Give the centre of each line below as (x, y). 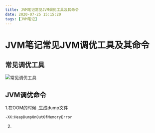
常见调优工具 (25, 65)
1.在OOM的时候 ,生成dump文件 (37, 108)
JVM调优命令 (26, 95)
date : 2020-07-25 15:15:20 (33, 14)
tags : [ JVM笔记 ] (21, 19)
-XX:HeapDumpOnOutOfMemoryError (39, 117)
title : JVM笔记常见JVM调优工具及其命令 (42, 10)
